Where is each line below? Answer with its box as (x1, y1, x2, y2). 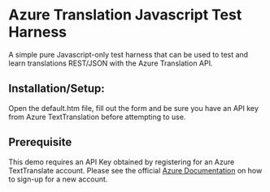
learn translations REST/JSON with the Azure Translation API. (8, 58, 213, 68)
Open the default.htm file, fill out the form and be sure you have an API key (8, 103, 259, 113)
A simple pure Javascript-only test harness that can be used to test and (8, 49, 249, 59)
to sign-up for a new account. (8, 174, 108, 184)
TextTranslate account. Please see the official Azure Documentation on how (8, 165, 263, 175)
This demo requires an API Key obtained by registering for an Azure (8, 156, 235, 167)
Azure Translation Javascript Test (8, 6, 242, 24)
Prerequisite (8, 135, 72, 149)
